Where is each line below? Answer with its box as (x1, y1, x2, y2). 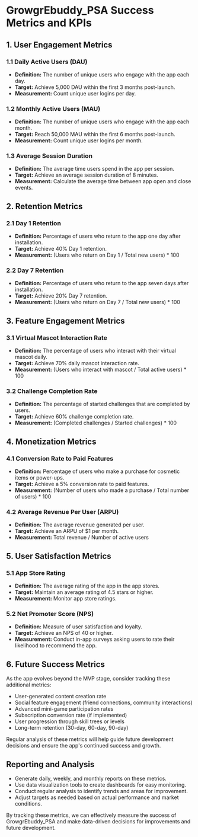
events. (14, 184, 33, 191)
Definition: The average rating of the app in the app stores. (14, 582, 160, 590)
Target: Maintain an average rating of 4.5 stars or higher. (14, 589, 154, 596)
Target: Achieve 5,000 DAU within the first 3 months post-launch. (14, 84, 175, 91)
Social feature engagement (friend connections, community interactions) (14, 699, 193, 706)
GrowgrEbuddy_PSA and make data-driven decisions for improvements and (6, 818, 191, 825)
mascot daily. (14, 353, 47, 360)
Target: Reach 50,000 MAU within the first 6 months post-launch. (14, 131, 175, 138)
